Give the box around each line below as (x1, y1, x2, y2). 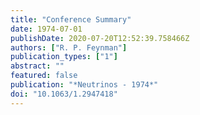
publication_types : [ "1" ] (10, 52, 118, 62)
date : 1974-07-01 (10, 24, 83, 34)
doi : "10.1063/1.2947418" (10, 89, 118, 99)
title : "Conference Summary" (10, 14, 132, 25)
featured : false (10, 71, 78, 81)
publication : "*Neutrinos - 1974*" (10, 80, 159, 90)
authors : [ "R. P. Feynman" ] (10, 42, 128, 53)
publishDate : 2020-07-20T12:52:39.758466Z (10, 33, 190, 43)
